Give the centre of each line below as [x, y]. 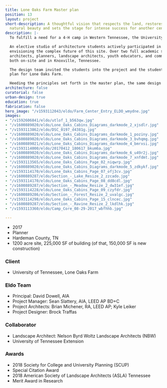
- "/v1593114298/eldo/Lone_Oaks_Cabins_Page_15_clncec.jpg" [69, 199]
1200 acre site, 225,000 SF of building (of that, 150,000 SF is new [79, 243]
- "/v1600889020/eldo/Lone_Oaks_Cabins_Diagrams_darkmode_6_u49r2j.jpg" [82, 153]
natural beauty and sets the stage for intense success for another [82, 28]
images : [13, 116]
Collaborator [21, 325]
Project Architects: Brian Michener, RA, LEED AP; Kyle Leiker [74, 307]
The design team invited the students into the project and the [78, 70]
